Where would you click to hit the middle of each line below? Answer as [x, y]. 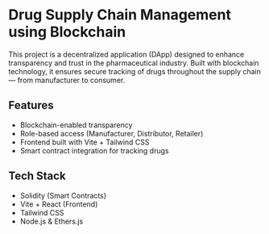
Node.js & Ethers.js [52, 221]
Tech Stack [37, 176]
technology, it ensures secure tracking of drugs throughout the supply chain [135, 71]
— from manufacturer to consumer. [67, 80]
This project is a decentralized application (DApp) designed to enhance [126, 54]
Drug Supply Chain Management [120, 15]
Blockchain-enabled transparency [76, 125]
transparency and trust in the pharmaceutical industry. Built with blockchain [134, 63]
